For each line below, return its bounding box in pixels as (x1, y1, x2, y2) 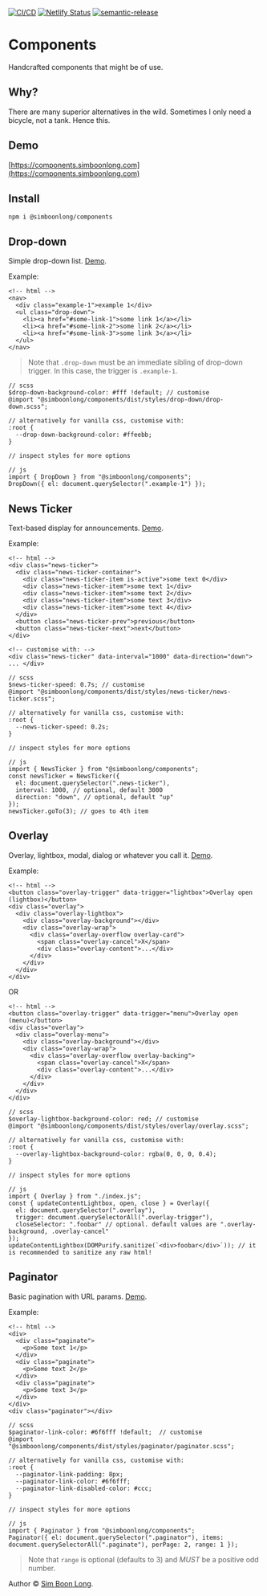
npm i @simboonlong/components (8, 213, 113, 221)
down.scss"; (8, 402, 48, 411)
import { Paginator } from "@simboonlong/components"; (8, 1526, 196, 1534)
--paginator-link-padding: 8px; (15, 1470, 124, 1478)
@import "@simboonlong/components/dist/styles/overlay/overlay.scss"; (8, 1121, 249, 1130)
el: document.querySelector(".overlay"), (15, 1206, 156, 1214)
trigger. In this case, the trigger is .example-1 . (27, 366, 178, 376)
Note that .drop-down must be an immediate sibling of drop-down (27, 357, 243, 367)
